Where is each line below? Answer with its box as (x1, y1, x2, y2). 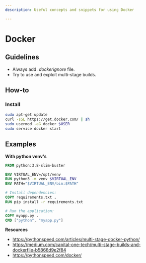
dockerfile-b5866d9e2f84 (12, 247, 67, 253)
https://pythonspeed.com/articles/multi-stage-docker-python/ (12, 237, 140, 243)
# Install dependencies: (5, 190, 57, 195)
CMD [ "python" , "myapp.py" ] (5, 218, 64, 223)
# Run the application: (5, 208, 55, 214)
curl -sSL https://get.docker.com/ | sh (5, 117, 90, 122)
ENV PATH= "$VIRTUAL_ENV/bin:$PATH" (5, 181, 79, 186)
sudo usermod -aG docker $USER (5, 122, 70, 127)
